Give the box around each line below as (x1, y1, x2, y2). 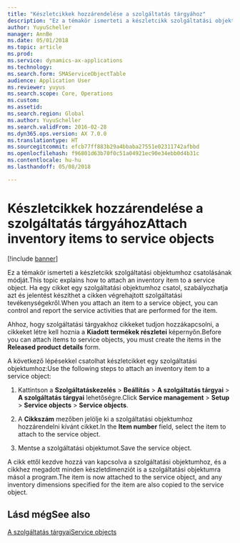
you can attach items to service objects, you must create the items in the (7, 335, 221, 344)
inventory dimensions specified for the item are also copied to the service (7, 480, 224, 489)
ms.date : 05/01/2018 (7, 37, 69, 44)
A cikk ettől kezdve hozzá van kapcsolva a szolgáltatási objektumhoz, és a (7, 457, 227, 466)
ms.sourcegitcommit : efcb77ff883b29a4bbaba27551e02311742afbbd (7, 144, 200, 151)
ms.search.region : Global (7, 110, 84, 117)
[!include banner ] (7, 254, 59, 263)
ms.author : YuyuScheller (7, 116, 81, 124)
